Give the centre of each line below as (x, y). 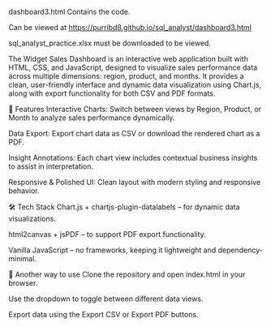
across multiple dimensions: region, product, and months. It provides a (127, 76)
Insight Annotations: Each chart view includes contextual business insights (133, 158)
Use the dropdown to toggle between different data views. (106, 299)
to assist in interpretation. (51, 166)
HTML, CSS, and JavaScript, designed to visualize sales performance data (133, 67)
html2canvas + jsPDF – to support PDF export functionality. (108, 234)
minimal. (22, 258)
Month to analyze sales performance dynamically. (92, 118)
